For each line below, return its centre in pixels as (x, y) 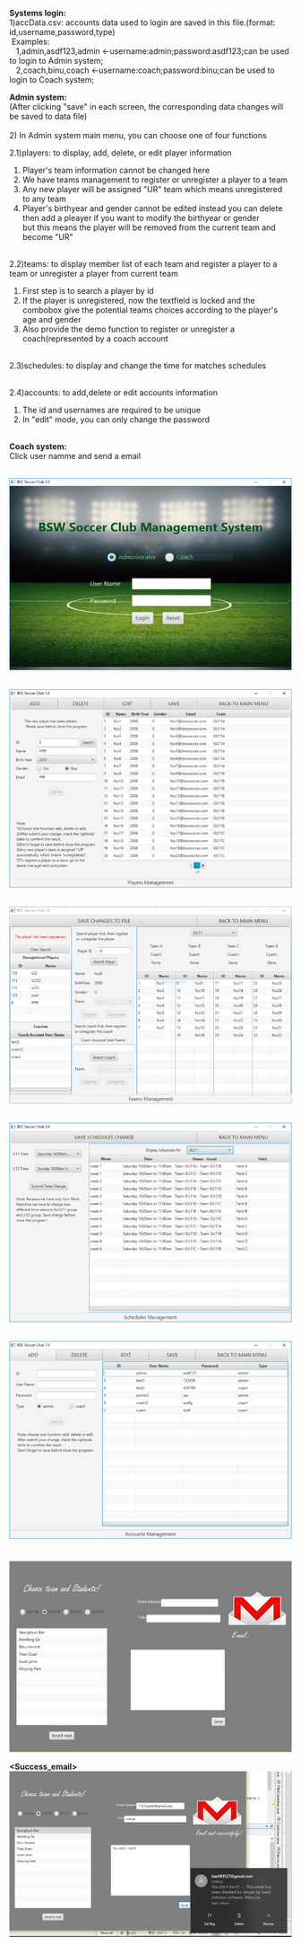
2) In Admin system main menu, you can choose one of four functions (138, 135)
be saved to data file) (48, 116)
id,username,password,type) (62, 32)
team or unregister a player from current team (94, 274)
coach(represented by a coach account (95, 339)
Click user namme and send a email (75, 456)
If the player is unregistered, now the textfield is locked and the (138, 301)
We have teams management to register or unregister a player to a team (155, 180)
